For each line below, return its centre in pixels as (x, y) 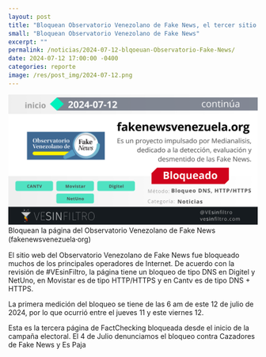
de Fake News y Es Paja (47, 345)
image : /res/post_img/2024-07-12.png (70, 75)
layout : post (30, 17)
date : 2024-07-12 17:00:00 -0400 (63, 59)
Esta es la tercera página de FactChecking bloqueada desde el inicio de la (129, 328)
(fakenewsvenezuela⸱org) (49, 239)
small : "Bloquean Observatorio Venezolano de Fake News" (104, 33)
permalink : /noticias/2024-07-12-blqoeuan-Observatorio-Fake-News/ (122, 50)
